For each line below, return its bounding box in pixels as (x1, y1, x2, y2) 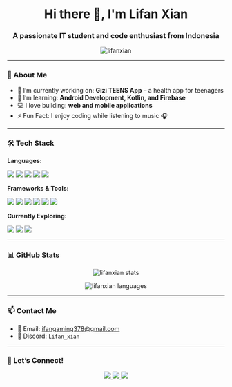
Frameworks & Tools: (7, 185, 69, 193)
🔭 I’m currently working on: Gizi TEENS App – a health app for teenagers (17, 86, 224, 94)
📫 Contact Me (7, 306, 57, 316)
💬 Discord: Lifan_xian (17, 332, 80, 340)
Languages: (7, 157, 43, 165)
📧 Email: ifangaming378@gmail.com (17, 324, 120, 332)
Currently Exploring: (7, 212, 67, 220)
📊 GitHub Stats (7, 250, 60, 260)
